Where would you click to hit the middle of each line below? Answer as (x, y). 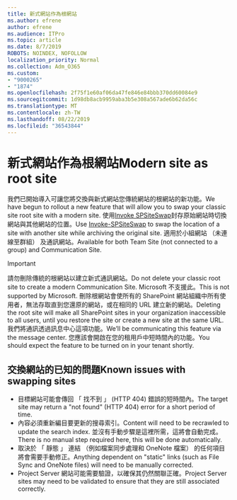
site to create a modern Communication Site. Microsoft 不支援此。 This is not (118, 287)
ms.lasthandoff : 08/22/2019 (49, 119)
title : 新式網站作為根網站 (42, 14)
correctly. (31, 489)
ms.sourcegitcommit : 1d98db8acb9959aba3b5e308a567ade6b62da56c (103, 100)
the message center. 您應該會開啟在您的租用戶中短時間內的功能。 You (109, 338)
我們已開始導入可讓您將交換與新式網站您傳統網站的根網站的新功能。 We (111, 199)
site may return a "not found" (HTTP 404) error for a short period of (116, 407)
